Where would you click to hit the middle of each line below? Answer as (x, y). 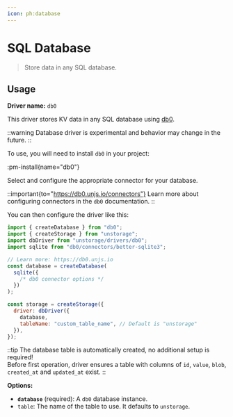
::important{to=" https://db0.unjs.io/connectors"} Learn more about (103, 194)
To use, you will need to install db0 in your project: (78, 154)
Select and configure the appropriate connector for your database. (103, 181)
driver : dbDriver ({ (42, 311)
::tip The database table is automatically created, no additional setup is (109, 350)
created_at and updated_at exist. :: (57, 372)
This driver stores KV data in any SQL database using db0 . (91, 120)
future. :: (19, 140)
